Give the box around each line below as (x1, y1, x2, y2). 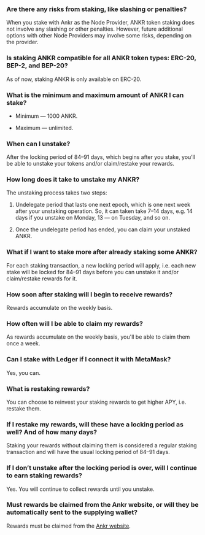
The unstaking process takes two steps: (6, 189, 107, 196)
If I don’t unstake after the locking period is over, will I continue (6, 464, 198, 472)
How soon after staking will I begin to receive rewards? (6, 290, 173, 299)
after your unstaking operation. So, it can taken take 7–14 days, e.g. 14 (15, 207, 193, 215)
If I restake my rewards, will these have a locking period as (6, 420, 184, 428)
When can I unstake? (6, 139, 71, 148)
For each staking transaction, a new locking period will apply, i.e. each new (6, 261, 196, 269)
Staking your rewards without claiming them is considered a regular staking (6, 442, 198, 449)
